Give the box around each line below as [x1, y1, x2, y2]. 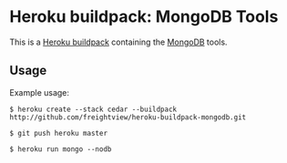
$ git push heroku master [9, 128, 108, 138]
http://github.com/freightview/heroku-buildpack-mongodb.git [9, 112, 247, 122]
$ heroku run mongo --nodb [9, 144, 112, 154]
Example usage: [9, 87, 70, 97]
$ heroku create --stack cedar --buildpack [9, 105, 178, 114]
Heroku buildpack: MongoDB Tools [9, 6, 279, 27]
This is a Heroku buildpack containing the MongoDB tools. [9, 36, 228, 47]
